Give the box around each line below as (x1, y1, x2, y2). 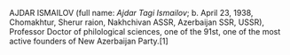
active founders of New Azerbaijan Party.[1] (9, 35, 169, 46)
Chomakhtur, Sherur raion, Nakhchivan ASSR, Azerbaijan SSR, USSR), (9, 17, 264, 27)
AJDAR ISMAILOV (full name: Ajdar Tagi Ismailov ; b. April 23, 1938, (9, 8, 254, 18)
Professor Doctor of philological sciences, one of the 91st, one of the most (9, 27, 281, 36)
